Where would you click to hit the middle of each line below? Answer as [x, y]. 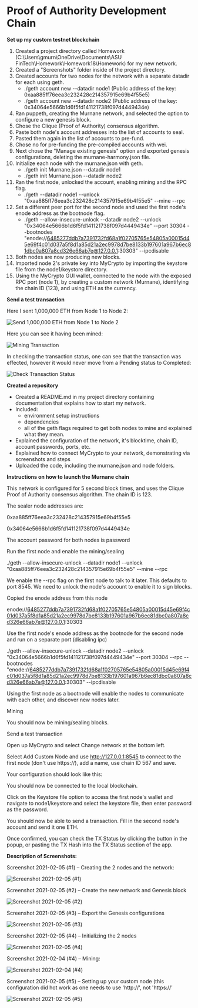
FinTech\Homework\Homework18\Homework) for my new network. [96, 63]
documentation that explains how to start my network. [80, 403]
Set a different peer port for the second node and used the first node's [100, 207]
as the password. [28, 809]
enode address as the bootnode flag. [60, 213]
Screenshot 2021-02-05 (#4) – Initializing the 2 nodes [72, 936]
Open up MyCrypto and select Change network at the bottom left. [86, 745]
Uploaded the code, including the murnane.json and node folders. [95, 465]
